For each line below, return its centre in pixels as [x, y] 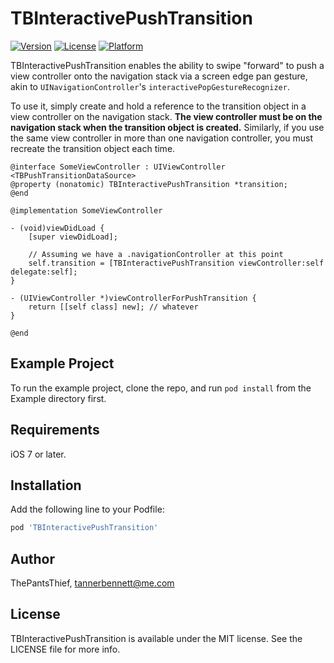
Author [32, 558]
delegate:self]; [44, 272]
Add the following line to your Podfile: [87, 509]
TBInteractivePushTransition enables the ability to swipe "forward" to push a [167, 65]
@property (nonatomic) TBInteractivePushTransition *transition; [149, 184]
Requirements [55, 430]
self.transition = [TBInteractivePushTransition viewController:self [176, 263]
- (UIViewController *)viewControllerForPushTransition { [133, 298]
